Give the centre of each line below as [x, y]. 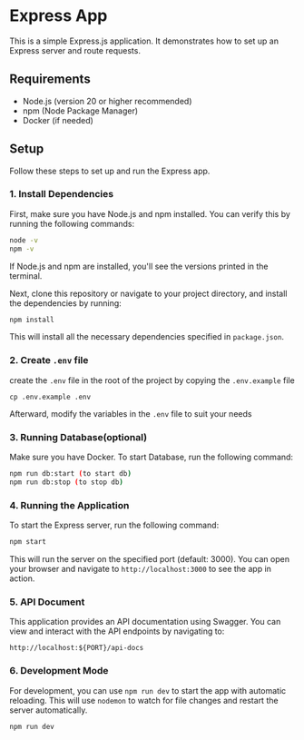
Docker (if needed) [58, 120]
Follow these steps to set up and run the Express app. [110, 171]
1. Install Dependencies [62, 194]
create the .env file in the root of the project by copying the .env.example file [152, 380]
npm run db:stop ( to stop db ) [67, 482]
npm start [28, 542]
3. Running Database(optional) [78, 437]
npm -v [22, 249]
